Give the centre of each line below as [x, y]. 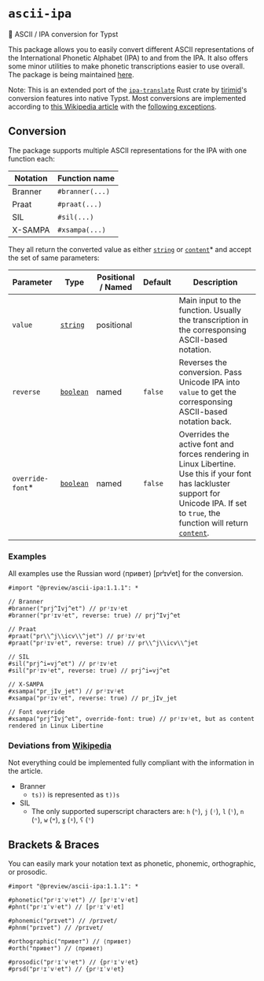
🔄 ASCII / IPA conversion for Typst [63, 34]
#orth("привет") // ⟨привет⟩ [56, 949]
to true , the [200, 513]
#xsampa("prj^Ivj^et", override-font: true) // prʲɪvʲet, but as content [132, 719]
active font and [206, 444]
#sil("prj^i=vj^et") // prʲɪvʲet [63, 664]
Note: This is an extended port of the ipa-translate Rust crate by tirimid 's [128, 90]
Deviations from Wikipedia [60, 745]
